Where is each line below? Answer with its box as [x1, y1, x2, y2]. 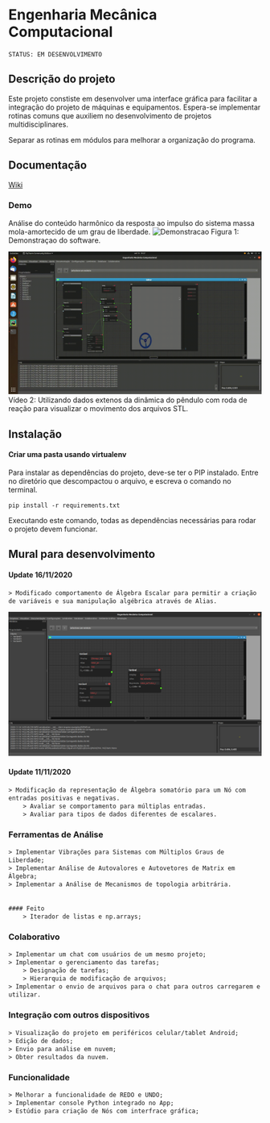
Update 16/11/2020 [8, 570, 73, 580]
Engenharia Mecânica [8, 6, 157, 24]
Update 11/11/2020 [8, 767, 72, 777]
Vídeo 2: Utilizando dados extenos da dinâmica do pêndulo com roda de [8, 395, 247, 405]
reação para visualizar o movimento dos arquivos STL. [8, 404, 189, 414]
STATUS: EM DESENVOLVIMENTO [8, 50, 103, 58]
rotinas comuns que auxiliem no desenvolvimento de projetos [8, 110, 212, 120]
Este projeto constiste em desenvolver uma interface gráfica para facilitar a [8, 94, 258, 103]
